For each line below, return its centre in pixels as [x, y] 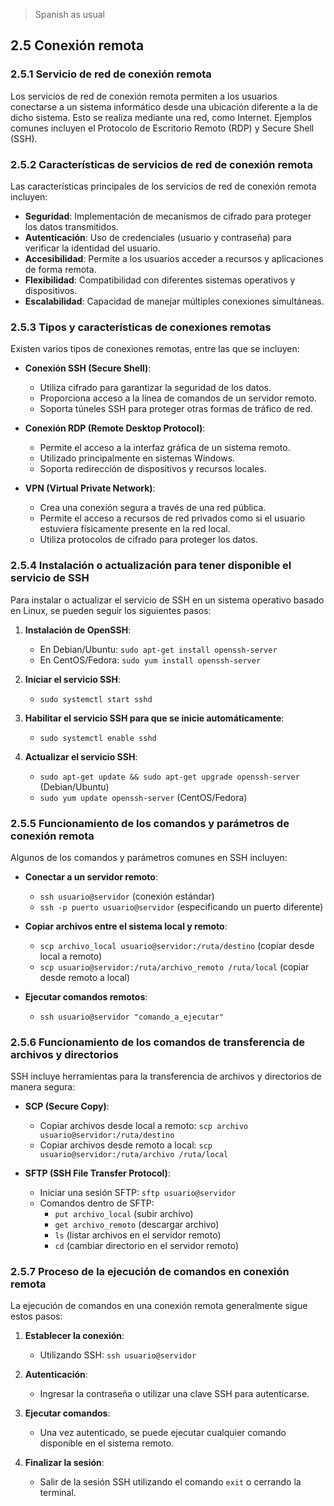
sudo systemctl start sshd [96, 699]
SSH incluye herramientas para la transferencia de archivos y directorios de [166, 1076]
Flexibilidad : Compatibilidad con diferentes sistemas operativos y [160, 280]
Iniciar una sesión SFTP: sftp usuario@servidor [138, 1193]
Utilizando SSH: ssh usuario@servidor [118, 1355]
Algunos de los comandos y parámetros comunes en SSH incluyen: [149, 857]
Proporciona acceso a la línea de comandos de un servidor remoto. [178, 398]
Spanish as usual [70, 14]
